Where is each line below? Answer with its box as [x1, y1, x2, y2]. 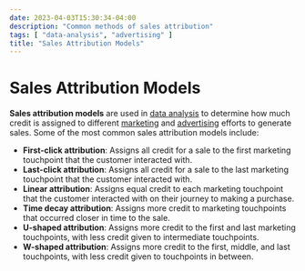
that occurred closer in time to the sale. [22, 213, 170, 224]
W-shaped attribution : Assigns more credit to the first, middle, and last [22, 242, 291, 253]
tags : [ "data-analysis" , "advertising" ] [9, 30, 173, 39]
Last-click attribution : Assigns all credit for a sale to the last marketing [22, 165, 290, 176]
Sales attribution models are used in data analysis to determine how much [9, 108, 291, 119]
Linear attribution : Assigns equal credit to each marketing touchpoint [22, 184, 284, 195]
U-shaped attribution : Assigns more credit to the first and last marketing [22, 222, 296, 233]
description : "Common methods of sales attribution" [9, 22, 214, 31]
